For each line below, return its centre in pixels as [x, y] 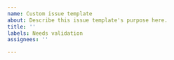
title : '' [22, 27]
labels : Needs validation [45, 33]
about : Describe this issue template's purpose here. [88, 20]
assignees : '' [28, 40]
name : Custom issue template [50, 14]
